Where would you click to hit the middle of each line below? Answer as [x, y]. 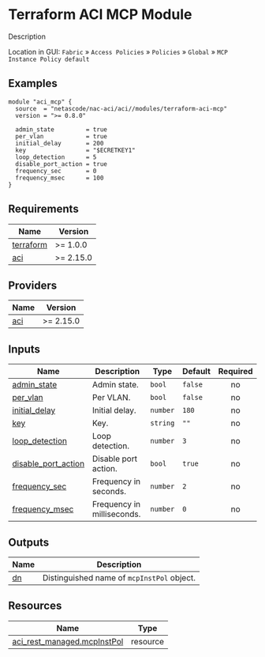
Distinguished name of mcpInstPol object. [119, 578]
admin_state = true [62, 129]
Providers [33, 285]
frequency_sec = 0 [56, 171]
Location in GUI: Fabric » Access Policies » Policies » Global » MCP [118, 51]
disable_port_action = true [62, 164]
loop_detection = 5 [56, 157]
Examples [33, 83]
